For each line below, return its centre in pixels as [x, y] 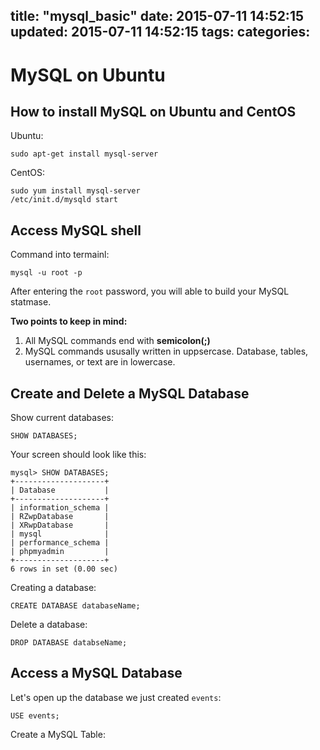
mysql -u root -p [46, 273]
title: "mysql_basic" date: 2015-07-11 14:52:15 [157, 16]
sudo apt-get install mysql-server [84, 154]
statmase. [31, 302]
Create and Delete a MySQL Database [130, 393]
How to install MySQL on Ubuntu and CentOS [153, 111]
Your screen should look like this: [78, 455]
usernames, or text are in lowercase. [100, 362]
